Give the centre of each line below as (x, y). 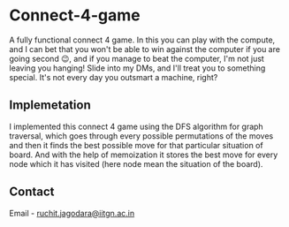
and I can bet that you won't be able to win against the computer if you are (145, 49)
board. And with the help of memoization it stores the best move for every (144, 155)
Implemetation (50, 106)
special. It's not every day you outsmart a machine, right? (114, 77)
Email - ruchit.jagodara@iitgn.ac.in (72, 213)
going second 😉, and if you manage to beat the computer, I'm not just (137, 58)
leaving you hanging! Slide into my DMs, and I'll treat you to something (137, 68)
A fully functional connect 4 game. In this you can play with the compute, (142, 40)
